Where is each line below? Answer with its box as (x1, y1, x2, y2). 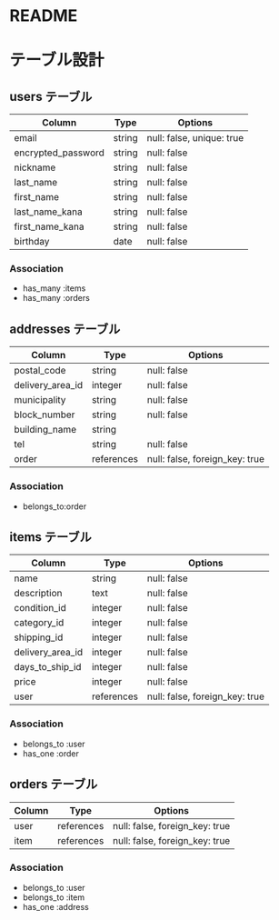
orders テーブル (9, 776, 98, 792)
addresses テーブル (9, 321, 121, 336)
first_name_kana (14, 220, 85, 233)
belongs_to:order (22, 501, 87, 512)
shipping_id (14, 631, 64, 644)
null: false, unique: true (146, 132, 244, 145)
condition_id (14, 602, 66, 615)
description (14, 587, 63, 600)
